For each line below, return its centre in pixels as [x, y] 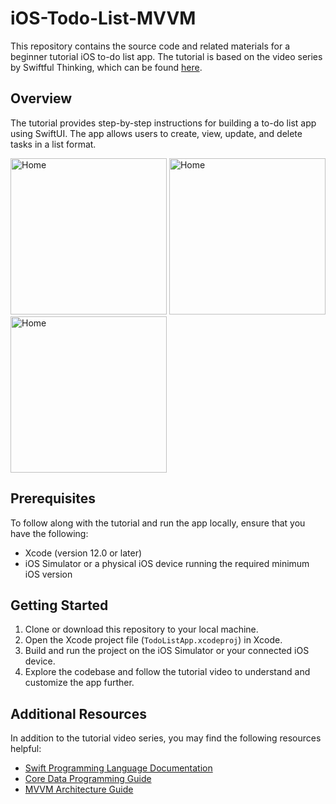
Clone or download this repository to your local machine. [141, 629]
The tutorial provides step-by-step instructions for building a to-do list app [163, 123]
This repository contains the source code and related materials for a [150, 46]
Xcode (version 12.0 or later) [83, 553]
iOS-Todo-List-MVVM [103, 18]
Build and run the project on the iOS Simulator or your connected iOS [167, 651]
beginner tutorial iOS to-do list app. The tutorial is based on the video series [166, 56]
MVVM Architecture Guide [79, 789]
